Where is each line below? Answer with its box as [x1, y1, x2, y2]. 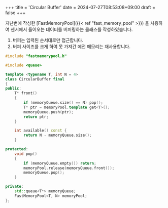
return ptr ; [23, 114, 49, 119]
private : [5, 184, 24, 189]
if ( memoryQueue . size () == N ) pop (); [23, 100, 103, 105]
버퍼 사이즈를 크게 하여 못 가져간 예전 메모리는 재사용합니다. [12, 44, 131, 50]
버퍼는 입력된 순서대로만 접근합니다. [12, 37, 84, 43]
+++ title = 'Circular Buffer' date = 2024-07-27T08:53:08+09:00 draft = [5, 5, 156, 10]
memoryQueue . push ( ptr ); [23, 109, 74, 114]
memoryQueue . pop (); [23, 170, 65, 175]
